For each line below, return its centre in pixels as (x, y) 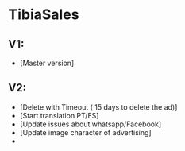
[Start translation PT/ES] (59, 115)
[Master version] (47, 63)
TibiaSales (44, 15)
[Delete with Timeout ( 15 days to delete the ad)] (98, 107)
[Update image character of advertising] (86, 132)
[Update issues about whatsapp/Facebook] (91, 124)
